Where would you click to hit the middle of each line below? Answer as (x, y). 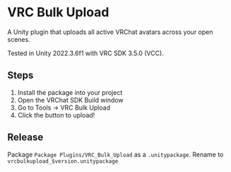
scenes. (19, 39)
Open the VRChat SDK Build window (70, 100)
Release (25, 138)
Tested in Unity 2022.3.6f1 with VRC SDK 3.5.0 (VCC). (85, 53)
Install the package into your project (70, 92)
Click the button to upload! (56, 115)
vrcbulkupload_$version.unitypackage (63, 161)
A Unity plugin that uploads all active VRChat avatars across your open (110, 32)
